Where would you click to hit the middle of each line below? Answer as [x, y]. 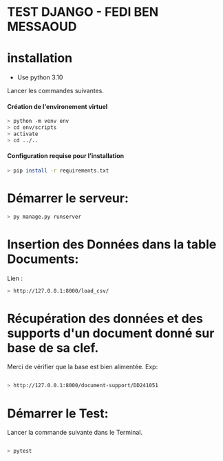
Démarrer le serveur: [68, 198]
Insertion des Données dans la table [112, 244]
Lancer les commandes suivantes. [56, 91]
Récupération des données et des [105, 318]
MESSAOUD [42, 27]
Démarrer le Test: [58, 413]
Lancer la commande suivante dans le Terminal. [75, 433]
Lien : [15, 278]
